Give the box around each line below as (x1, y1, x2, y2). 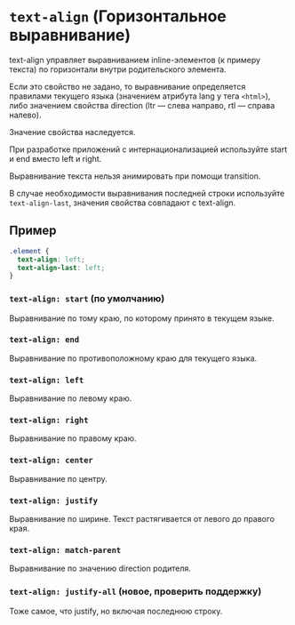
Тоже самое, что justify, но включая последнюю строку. (9, 605, 223, 616)
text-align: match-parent (9, 545, 122, 555)
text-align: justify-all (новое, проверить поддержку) (9, 585, 262, 597)
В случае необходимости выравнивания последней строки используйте (9, 188, 285, 198)
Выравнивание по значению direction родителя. (9, 563, 191, 574)
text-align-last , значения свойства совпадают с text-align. (9, 197, 236, 208)
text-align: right (9, 415, 89, 426)
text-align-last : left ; (17, 263, 105, 272)
